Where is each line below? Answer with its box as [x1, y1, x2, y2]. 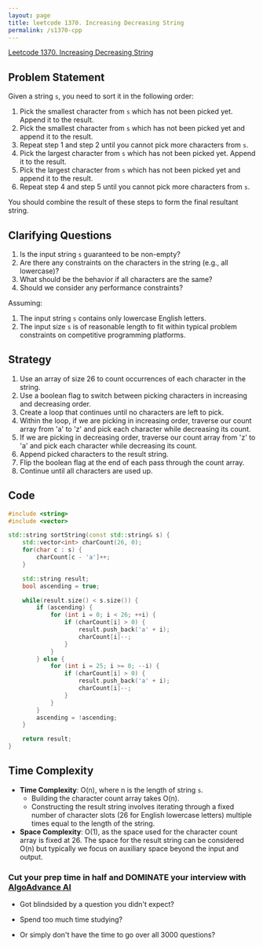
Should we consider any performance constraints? [19, 283, 183, 292]
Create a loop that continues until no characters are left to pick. [19, 407, 225, 417]
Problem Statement [8, 70, 105, 84]
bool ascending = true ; [22, 582, 100, 590]
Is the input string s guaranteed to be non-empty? [19, 250, 181, 258]
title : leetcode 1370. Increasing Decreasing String [8, 19, 184, 27]
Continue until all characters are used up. [19, 466, 153, 475]
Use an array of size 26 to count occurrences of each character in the [19, 373, 246, 383]
